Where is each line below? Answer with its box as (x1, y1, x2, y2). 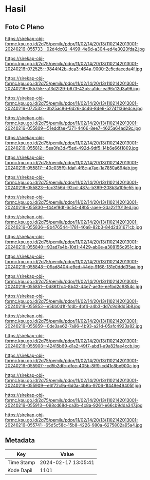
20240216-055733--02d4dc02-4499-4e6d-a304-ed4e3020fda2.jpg (5, 46, 145, 52)
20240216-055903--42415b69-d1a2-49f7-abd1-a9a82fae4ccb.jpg (5, 343, 140, 349)
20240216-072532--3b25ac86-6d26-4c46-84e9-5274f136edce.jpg (5, 106, 143, 111)
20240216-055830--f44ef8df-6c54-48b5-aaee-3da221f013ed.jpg (5, 205, 139, 210)
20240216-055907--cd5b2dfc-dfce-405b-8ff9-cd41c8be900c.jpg (5, 363, 140, 368)
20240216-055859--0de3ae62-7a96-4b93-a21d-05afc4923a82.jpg (5, 323, 143, 329)
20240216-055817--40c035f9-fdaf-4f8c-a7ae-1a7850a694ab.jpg (5, 165, 138, 171)
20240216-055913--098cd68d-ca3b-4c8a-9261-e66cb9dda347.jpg (5, 403, 143, 408)
